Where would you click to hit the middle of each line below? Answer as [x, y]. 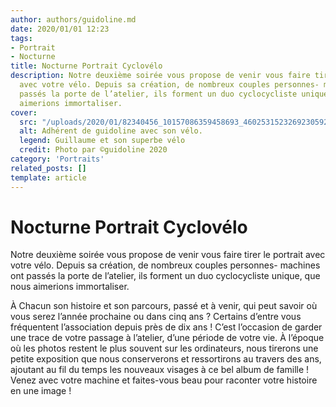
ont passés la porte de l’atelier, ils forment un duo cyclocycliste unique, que [165, 276]
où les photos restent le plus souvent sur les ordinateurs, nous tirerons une [164, 348]
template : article [48, 177]
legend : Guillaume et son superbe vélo [102, 141]
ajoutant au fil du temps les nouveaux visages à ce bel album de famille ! [160, 370]
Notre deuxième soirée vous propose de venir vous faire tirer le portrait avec [168, 255]
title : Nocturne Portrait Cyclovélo [86, 66]
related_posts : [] [48, 168]
